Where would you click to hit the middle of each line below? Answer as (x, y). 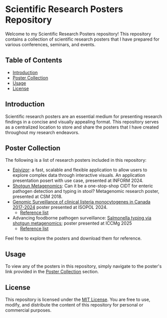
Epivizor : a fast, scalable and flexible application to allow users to (80, 170)
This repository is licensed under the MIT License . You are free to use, (78, 299)
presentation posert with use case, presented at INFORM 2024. (78, 181)
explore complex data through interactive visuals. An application (79, 175)
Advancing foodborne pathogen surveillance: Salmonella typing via (82, 218)
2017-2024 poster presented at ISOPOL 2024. (60, 207)
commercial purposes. (28, 310)
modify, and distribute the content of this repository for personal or (74, 305)
